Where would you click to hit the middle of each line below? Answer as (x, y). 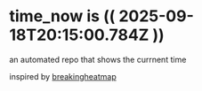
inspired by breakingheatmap (63, 76)
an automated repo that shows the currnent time (98, 59)
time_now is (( (62, 16)
